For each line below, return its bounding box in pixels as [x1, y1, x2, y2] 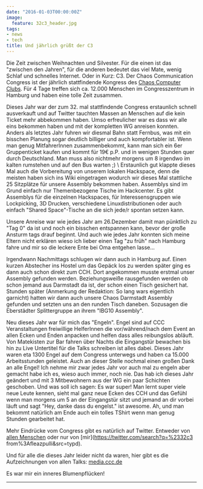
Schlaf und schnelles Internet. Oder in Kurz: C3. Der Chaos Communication [6, 72, 193, 79]
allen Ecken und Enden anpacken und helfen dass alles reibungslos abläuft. [6, 331, 194, 339]
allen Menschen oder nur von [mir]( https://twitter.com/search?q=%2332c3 [6, 433, 193, 441]
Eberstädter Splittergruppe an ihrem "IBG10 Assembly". [6, 307, 144, 314]
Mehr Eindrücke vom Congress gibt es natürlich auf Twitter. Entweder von [6, 427, 190, 434]
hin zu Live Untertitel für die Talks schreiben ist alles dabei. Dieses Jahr [6, 344, 184, 351]
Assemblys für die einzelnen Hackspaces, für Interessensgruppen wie [6, 193, 181, 201]
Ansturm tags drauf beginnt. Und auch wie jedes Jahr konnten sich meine [6, 231, 190, 238]
